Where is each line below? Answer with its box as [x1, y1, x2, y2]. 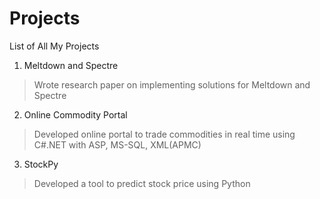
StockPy [23, 158, 59, 170]
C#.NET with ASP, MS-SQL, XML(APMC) [33, 138, 202, 151]
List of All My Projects [9, 40, 100, 52]
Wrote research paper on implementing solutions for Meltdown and [33, 78, 311, 91]
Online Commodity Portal [23, 108, 128, 121]
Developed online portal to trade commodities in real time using [33, 128, 296, 140]
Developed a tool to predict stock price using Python [33, 177, 251, 189]
